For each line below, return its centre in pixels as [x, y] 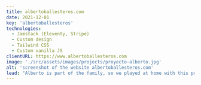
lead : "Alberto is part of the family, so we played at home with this [97, 73]
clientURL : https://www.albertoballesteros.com [67, 56]
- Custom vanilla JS [37, 51]
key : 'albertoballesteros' [40, 23]
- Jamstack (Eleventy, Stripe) [51, 34]
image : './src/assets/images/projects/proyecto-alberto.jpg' [84, 62]
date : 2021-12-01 [28, 17]
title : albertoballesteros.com [45, 12]
